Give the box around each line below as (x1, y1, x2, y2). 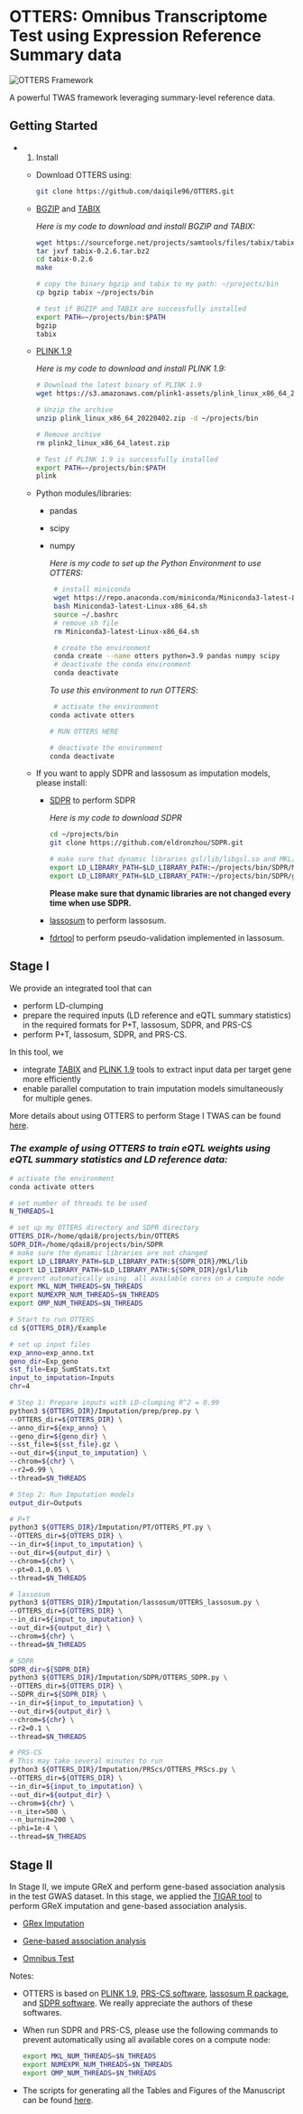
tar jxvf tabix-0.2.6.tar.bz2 (35, 247, 151, 256)
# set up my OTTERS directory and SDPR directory (9, 1224, 200, 1233)
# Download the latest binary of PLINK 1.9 (35, 381, 203, 390)
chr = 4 (9, 1382, 30, 1392)
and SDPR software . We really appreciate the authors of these (22, 1998, 253, 2008)
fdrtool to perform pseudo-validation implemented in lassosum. (49, 932, 285, 943)
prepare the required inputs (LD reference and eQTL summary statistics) (22, 1010, 291, 1020)
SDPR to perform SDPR (49, 795, 136, 806)
